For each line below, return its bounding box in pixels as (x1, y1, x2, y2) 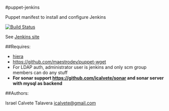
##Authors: (5, 90, 29, 96)
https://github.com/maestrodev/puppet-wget (12, 59, 106, 65)
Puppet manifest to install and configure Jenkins (5, 14, 106, 20)
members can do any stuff (12, 69, 68, 76)
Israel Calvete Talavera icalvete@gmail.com (5, 100, 96, 106)
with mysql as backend (12, 81, 62, 86)
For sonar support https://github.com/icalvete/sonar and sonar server (12, 75, 164, 81)
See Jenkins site (5, 34, 39, 40)
